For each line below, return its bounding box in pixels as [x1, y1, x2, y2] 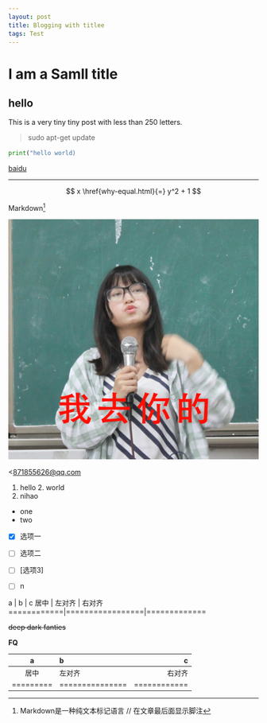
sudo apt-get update [27, 133, 95, 142]
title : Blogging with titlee [8, 21, 105, 29]
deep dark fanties [8, 623, 66, 632]
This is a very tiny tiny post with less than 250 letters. [8, 118, 183, 127]
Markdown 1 [8, 202, 46, 212]
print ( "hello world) [8, 150, 77, 157]
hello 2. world [19, 483, 65, 492]
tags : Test [8, 29, 44, 37]
